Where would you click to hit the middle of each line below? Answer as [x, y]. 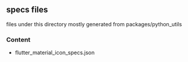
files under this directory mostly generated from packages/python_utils [94, 24]
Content [19, 39]
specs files [27, 10]
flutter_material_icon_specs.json [55, 52]
